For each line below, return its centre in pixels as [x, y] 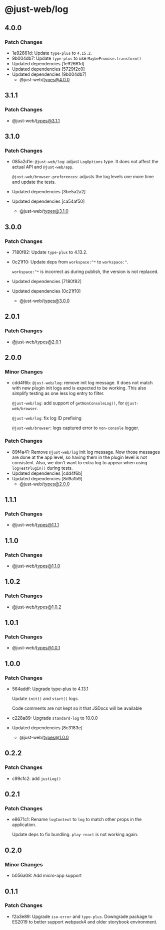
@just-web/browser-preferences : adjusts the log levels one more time [83, 177]
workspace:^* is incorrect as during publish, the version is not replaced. [85, 272]
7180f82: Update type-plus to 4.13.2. [50, 252]
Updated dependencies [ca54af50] [48, 201]
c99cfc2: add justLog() [36, 778]
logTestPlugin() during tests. [42, 468]
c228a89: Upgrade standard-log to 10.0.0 [55, 718]
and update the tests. [34, 182]
